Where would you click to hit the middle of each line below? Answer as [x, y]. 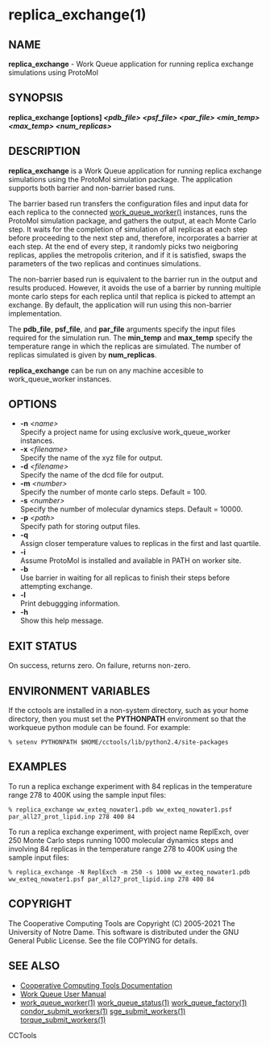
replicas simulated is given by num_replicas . [83, 355]
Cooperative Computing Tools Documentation [96, 985]
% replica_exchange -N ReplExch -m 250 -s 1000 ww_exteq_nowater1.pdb [129, 872]
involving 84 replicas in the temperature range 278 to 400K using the [123, 849]
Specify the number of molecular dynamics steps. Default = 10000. [131, 509]
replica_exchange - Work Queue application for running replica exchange [131, 64]
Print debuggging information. [70, 603]
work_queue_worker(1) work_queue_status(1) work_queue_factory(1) [133, 1003]
